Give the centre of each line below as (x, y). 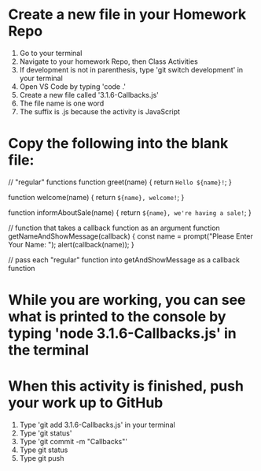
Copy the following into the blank (118, 144)
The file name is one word (62, 103)
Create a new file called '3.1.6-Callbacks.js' (89, 95)
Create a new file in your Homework (127, 15)
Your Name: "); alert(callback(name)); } (72, 244)
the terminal (48, 350)
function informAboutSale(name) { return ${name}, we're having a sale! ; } (130, 212)
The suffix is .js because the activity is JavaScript (100, 111)
